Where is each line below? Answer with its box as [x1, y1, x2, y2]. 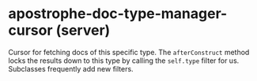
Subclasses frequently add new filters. [8, 64, 134, 73]
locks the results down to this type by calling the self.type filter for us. [8, 56, 240, 65]
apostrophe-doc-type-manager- [8, 5, 228, 23]
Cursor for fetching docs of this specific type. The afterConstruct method [8, 47, 250, 57]
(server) [55, 21, 111, 39]
